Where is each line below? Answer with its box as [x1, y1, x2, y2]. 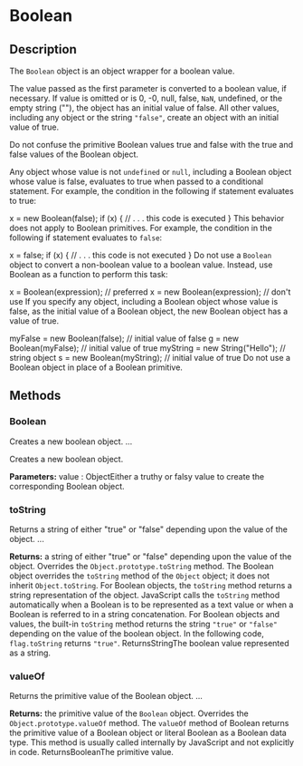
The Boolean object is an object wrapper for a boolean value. [9, 65, 235, 76]
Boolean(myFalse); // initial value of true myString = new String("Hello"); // [9, 343, 287, 354]
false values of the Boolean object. [9, 149, 138, 160]
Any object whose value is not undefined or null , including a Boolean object [9, 167, 292, 177]
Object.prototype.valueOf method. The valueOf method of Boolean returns [9, 718, 289, 729]
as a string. [9, 647, 52, 658]
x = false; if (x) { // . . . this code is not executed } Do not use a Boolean [9, 250, 272, 260]
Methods [9, 388, 62, 403]
